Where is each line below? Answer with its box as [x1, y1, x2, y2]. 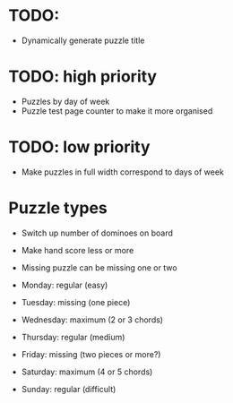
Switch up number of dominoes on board [21, 227, 174, 238]
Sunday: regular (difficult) [21, 383, 116, 394]
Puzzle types [8, 198, 108, 218]
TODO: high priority [8, 66, 158, 87]
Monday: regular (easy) [21, 279, 108, 290]
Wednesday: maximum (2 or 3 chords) [21, 314, 163, 325]
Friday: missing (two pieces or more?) [21, 348, 161, 359]
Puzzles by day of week [21, 96, 110, 107]
